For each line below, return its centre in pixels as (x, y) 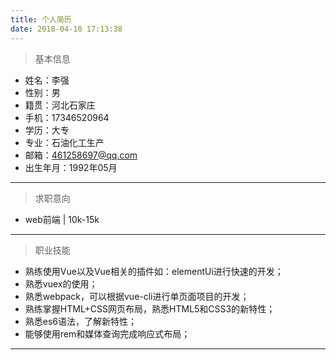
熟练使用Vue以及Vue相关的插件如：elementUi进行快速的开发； (154, 271)
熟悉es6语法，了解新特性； (81, 321)
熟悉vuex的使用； (61, 283)
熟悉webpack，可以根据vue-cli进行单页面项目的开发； (137, 296)
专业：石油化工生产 (64, 142)
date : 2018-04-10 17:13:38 (66, 29)
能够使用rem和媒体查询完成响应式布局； (107, 333)
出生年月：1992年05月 (71, 167)
